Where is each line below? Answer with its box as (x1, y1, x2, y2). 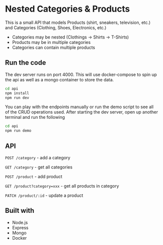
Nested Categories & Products (5, 3, 130, 15)
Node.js (12, 219, 28, 225)
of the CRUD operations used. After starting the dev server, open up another (5, 109, 158, 115)
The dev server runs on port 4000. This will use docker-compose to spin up (5, 72, 157, 77)
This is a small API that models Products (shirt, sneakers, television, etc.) (5, 19, 151, 25)
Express (12, 225, 29, 230)
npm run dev (5, 95, 29, 100)
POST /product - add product (5, 173, 62, 179)
